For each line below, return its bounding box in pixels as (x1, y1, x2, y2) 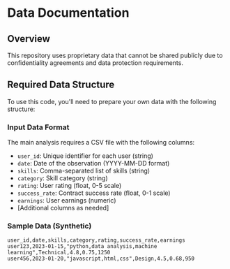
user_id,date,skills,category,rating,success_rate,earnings (7, 237, 186, 244)
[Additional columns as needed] (17, 204, 109, 212)
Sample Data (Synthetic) (7, 221, 92, 231)
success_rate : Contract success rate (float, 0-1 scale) (17, 189, 171, 197)
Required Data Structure (7, 79, 115, 91)
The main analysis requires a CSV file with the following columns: (7, 138, 195, 147)
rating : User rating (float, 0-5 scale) (17, 182, 122, 190)
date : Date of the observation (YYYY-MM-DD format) (17, 159, 170, 168)
